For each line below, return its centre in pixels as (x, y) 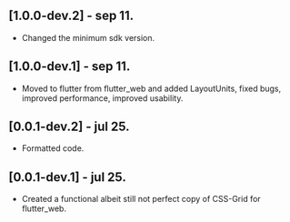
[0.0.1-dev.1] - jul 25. (67, 177)
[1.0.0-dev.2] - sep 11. (71, 16)
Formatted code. (53, 148)
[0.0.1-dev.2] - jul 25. (69, 127)
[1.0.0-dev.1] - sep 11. (70, 67)
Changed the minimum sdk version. (88, 37)
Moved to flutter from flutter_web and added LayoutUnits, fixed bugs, (151, 88)
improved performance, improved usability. (102, 98)
